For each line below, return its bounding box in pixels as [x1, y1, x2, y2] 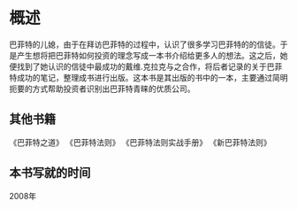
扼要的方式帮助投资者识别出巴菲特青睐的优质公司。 [9, 83, 195, 94]
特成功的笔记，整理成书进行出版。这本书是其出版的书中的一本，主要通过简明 [9, 72, 288, 82]
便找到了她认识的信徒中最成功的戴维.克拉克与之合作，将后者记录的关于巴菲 [9, 61, 283, 72]
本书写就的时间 [9, 166, 91, 181]
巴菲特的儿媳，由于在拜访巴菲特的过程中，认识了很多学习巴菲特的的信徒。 [9, 39, 280, 50]
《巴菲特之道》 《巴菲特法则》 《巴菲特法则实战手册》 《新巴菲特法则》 [9, 136, 271, 147]
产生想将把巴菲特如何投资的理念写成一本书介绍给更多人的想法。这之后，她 [16, 50, 288, 60]
